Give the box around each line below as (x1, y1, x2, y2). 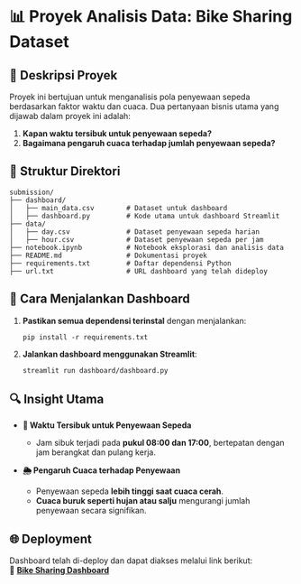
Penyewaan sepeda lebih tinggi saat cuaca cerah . (35, 486, 223, 496)
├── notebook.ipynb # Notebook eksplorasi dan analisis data (9, 243, 284, 252)
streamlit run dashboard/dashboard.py (22, 366, 169, 375)
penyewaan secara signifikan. (35, 505, 147, 516)
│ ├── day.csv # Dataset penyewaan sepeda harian (9, 227, 260, 236)
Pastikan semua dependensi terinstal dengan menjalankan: (22, 315, 247, 326)
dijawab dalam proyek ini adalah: (9, 111, 131, 121)
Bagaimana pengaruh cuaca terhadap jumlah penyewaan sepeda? (22, 138, 276, 148)
